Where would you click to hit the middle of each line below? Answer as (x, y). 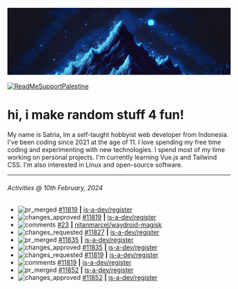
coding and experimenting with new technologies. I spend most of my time (116, 150)
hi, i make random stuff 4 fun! (96, 115)
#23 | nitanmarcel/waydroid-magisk (109, 225)
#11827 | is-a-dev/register (121, 232)
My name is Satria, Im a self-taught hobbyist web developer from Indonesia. (118, 135)
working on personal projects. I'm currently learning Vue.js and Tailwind (112, 158)
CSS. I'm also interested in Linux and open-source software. (95, 165)
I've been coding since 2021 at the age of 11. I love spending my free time (114, 142)
